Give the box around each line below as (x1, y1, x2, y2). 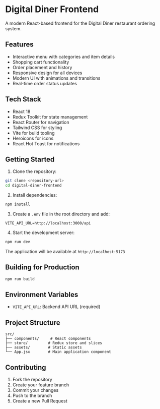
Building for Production (5, 263, 79, 272)
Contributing (5, 363, 46, 372)
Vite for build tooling (12, 130, 55, 136)
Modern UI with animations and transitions (12, 75, 101, 81)
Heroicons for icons (12, 135, 54, 141)
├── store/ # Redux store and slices (5, 340, 102, 346)
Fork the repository (12, 377, 53, 382)
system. (5, 25, 22, 31)
